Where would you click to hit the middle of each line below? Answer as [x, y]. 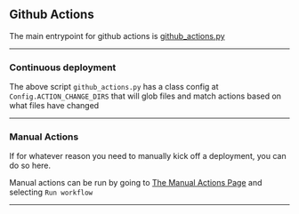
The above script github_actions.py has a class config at [114, 87]
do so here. [30, 166]
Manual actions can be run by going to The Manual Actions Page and [136, 183]
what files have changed [54, 106]
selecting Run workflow [51, 192]
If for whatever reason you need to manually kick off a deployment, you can [148, 156]
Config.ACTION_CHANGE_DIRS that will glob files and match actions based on [145, 96]
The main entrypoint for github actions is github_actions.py [117, 36]
